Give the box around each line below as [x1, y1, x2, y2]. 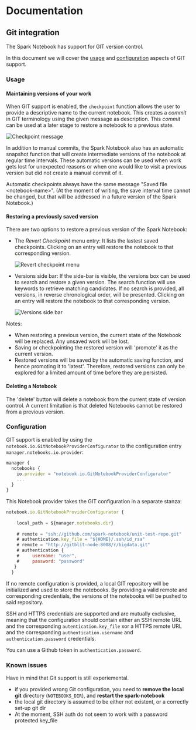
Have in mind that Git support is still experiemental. [6, 674, 129, 681]
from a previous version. [6, 408, 65, 415]
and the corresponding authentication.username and [6, 628, 133, 635]
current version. [14, 351, 54, 358]
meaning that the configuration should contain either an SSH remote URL [6, 616, 182, 623]
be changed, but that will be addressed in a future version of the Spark [6, 193, 177, 200]
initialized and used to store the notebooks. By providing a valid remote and [6, 586, 188, 593]
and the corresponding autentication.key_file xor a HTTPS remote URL [6, 623, 183, 630]
